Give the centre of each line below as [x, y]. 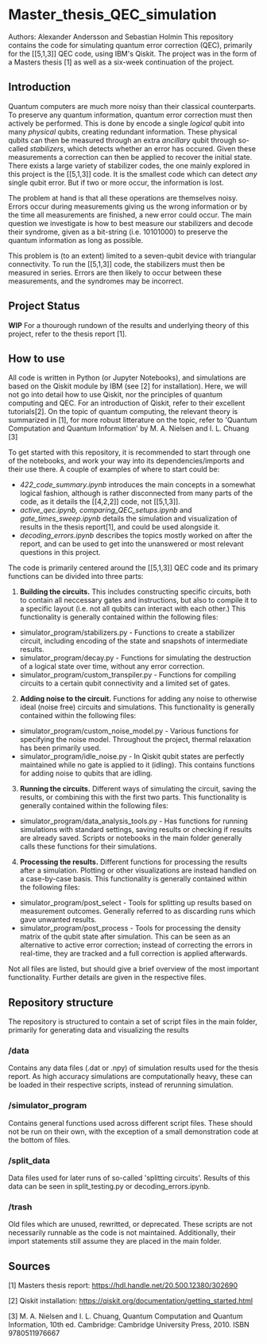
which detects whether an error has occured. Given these [162, 148]
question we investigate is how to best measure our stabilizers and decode [131, 223]
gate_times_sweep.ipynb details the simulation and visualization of [129, 518]
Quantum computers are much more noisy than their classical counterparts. [132, 106]
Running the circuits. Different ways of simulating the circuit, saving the [138, 789]
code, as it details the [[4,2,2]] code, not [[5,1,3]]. [100, 502]
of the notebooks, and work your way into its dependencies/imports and [126, 461]
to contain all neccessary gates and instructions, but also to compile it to [138, 600]
